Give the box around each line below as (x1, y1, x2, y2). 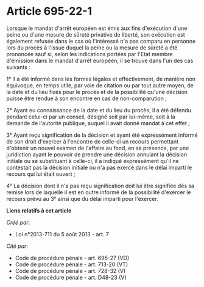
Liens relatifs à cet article (6, 206, 72, 214)
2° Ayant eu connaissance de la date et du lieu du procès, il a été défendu (6, 106, 192, 114)
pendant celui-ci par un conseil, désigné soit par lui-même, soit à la (6, 113, 175, 120)
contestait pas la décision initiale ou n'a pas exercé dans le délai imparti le (6, 164, 192, 171)
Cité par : (6, 242, 29, 250)
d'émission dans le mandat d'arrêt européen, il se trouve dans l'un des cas (6, 57, 194, 64)
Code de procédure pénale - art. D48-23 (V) (15, 274, 127, 281)
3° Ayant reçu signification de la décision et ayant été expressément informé (6, 131, 198, 139)
